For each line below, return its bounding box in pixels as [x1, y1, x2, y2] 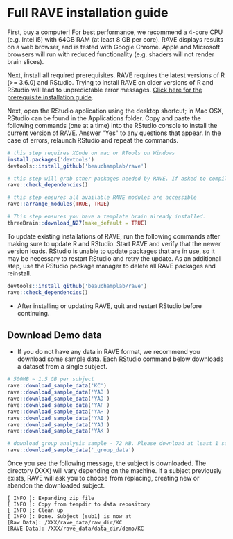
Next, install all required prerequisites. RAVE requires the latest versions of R [7, 71, 225, 79]
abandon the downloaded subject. [7, 481, 105, 490]
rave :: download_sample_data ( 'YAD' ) [7, 395, 110, 402]
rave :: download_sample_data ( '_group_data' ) [7, 447, 135, 453]
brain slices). [7, 57, 44, 65]
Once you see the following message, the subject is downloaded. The [7, 459, 207, 467]
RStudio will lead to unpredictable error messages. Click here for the [7, 86, 202, 94]
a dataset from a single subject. [17, 362, 107, 371]
